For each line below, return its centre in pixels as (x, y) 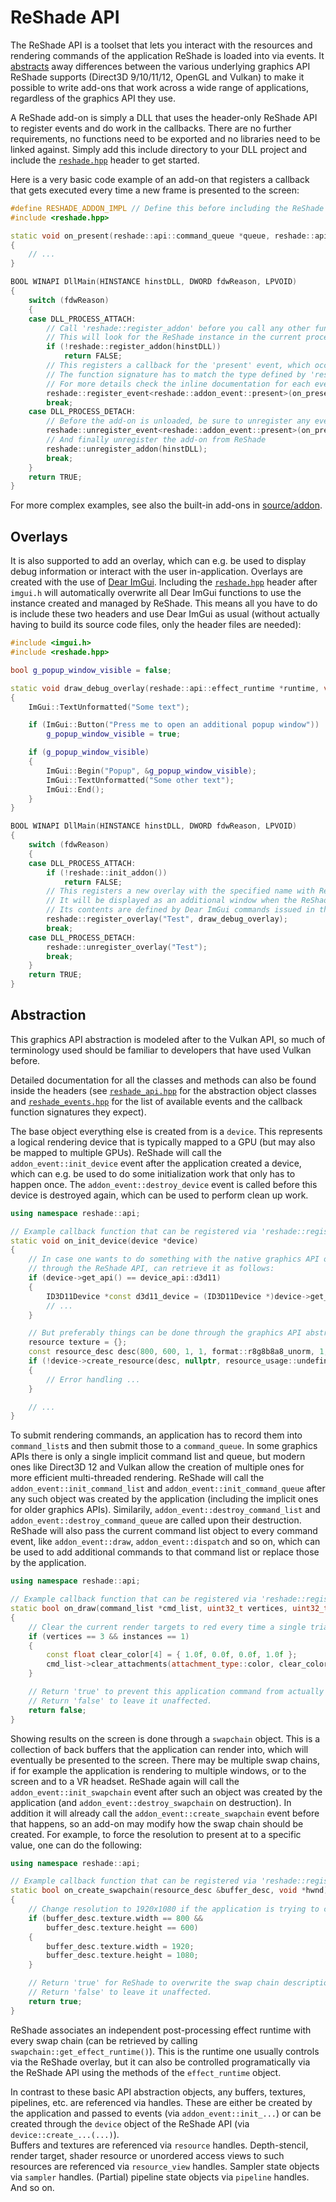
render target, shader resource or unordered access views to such (147, 2155)
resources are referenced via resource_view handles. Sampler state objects (165, 2166)
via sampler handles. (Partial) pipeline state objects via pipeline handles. (160, 2177)
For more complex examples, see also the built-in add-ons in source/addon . (166, 505)
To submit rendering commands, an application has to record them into (156, 1435)
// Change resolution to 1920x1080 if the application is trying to (174, 1909)
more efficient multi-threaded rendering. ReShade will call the (137, 1478)
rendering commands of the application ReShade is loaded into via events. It (167, 55)
